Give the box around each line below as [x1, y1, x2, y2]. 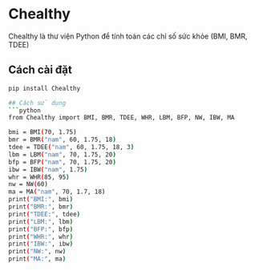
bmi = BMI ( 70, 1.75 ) [8, 128, 78, 136]
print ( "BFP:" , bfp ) [8, 225, 74, 233]
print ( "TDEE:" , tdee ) [8, 210, 81, 218]
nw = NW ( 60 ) [8, 180, 48, 188]
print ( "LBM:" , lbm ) [8, 217, 74, 225]
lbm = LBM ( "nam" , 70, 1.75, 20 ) [8, 150, 116, 159]
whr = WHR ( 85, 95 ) [8, 173, 70, 181]
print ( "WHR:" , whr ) [8, 233, 74, 241]
